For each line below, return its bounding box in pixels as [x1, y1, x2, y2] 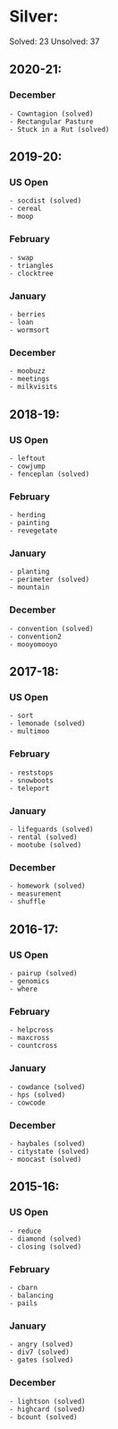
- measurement [9, 889, 63, 898]
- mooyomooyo [9, 639, 58, 649]
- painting [9, 518, 50, 528]
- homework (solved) [9, 881, 87, 891]
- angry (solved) [9, 1340, 74, 1349]
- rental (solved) [9, 833, 78, 842]
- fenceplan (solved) [9, 469, 90, 479]
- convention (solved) [9, 624, 94, 633]
